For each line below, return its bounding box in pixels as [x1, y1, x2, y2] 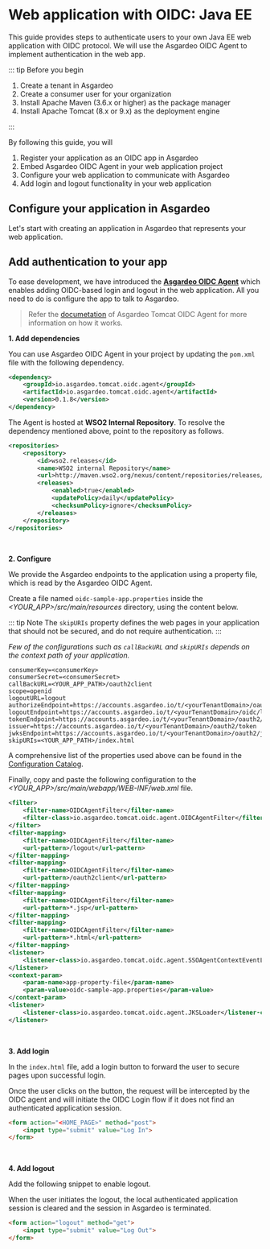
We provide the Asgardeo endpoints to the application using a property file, [8, 570, 258, 579]
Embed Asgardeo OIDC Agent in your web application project [19, 161, 223, 171]
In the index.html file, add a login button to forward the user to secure [8, 1061, 239, 1071]
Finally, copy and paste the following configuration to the [8, 775, 197, 785]
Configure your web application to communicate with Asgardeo [19, 170, 231, 179]
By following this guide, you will [8, 137, 113, 146]
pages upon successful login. [8, 1070, 106, 1080]
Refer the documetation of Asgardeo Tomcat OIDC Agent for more [27, 309, 247, 319]
